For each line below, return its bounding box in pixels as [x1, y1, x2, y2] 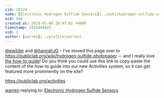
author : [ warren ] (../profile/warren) [5, 35, 82, 39]
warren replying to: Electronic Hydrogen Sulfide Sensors [5, 87, 119, 93]
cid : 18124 [5, 7, 27, 12]
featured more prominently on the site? [5, 68, 83, 74]
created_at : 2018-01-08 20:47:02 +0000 [5, 20, 86, 26]
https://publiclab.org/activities [5, 78, 66, 83]
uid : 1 [5, 30, 19, 35]
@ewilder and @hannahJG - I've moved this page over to [5, 47, 121, 54]
